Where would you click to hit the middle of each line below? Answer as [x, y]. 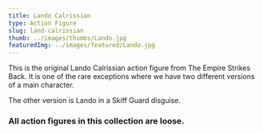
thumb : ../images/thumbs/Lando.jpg [68, 38]
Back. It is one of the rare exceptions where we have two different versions [131, 77]
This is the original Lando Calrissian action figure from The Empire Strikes [130, 68]
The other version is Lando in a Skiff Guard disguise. [95, 100]
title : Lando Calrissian [50, 16]
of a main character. [41, 85]
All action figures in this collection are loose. [97, 121]
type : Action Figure [43, 23]
